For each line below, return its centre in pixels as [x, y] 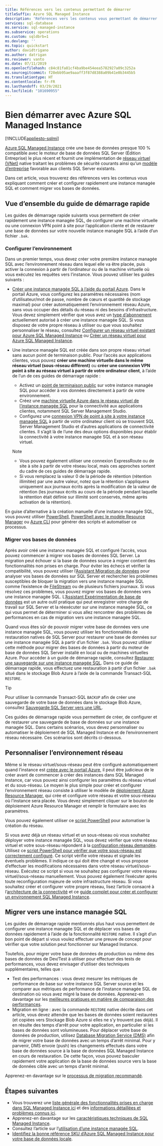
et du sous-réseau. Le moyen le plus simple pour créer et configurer [73, 785]
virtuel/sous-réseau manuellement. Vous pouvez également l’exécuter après [81, 876]
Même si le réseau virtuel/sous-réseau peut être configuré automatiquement [81, 764]
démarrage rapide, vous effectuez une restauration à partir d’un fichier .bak [81, 668]
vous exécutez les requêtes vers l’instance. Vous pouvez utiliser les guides [80, 274]
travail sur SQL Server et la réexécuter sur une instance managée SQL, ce [79, 607]
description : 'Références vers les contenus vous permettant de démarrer [81, 18]
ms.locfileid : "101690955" [32, 91]
